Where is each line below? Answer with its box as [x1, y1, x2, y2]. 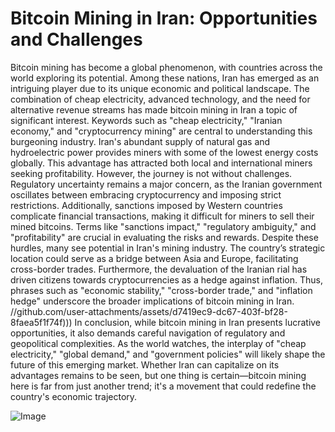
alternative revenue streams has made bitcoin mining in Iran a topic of [10, 103, 298, 116]
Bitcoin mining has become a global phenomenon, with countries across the [10, 61, 323, 73]
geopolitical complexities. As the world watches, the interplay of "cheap [10, 337, 307, 349]
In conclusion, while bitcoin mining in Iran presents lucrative [74, 316, 322, 328]
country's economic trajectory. [10, 390, 138, 402]
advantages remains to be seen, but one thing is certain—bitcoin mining [10, 369, 307, 381]
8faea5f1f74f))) [10, 316, 73, 328]
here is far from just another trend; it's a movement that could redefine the [10, 380, 317, 392]
